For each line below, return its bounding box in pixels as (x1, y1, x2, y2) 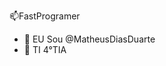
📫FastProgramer (9, 10, 81, 22)
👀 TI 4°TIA (23, 44, 67, 55)
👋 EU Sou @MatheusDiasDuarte (23, 33, 156, 45)
